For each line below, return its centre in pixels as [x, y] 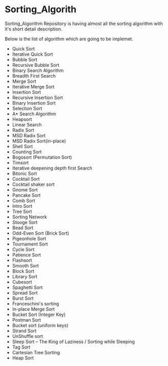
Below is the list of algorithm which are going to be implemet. [69, 39]
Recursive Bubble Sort [36, 65]
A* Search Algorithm [34, 114]
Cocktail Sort [26, 179]
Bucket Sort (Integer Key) [39, 314]
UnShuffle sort [28, 336]
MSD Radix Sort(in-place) [39, 141]
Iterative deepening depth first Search [52, 168]
